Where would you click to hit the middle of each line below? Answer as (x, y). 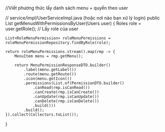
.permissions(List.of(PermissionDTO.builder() (74, 83)
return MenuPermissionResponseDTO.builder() (63, 65)
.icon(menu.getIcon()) (48, 79)
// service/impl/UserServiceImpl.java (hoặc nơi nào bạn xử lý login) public (82, 18)
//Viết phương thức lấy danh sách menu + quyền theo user (67, 8)
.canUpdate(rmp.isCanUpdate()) (66, 97)
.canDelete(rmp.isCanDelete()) (66, 101)
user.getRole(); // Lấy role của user (42, 29)
